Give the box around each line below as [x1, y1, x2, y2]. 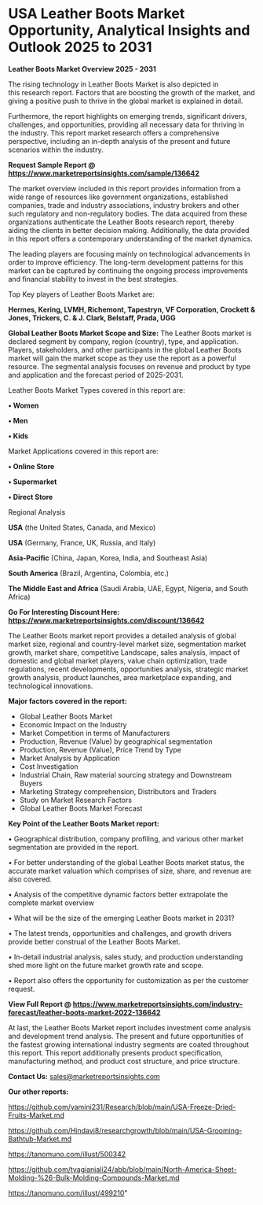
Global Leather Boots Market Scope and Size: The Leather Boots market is [8, 328, 253, 338]
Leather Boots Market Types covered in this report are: [8, 385, 186, 394]
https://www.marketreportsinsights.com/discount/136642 [8, 615, 205, 625]
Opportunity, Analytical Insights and [8, 21, 250, 39]
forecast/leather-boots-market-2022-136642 [8, 1007, 161, 1017]
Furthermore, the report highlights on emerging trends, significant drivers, [8, 111, 247, 120]
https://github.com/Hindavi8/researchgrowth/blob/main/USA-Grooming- [8, 1126, 243, 1135]
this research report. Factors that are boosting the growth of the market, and [8, 87, 255, 97]
